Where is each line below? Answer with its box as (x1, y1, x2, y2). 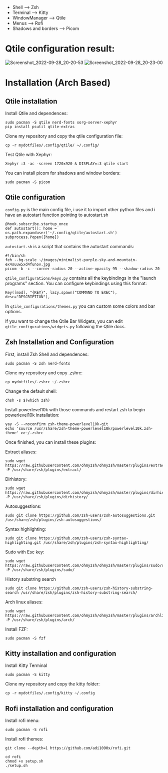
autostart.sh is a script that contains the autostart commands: (5, 243, 134, 249)
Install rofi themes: (5, 736, 43, 742)
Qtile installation (5, 97, 57, 106)
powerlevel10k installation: (5, 412, 60, 418)
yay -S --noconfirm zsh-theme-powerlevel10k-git (5, 421, 108, 427)
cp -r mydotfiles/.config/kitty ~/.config (5, 690, 95, 696)
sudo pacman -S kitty (5, 672, 50, 677)
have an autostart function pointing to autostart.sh (5, 212, 108, 218)
